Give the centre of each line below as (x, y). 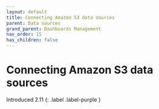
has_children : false (32, 40)
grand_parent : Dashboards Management (54, 29)
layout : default (27, 12)
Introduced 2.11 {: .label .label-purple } (54, 99)
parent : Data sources (34, 23)
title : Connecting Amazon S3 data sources (60, 18)
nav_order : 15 (24, 35)
